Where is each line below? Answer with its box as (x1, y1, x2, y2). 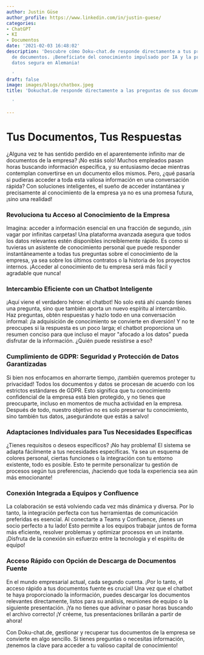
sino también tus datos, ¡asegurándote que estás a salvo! (6, 413, 149, 420)
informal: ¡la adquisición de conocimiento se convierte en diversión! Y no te (6, 318, 195, 325)
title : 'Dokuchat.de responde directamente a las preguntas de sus (6, 87, 181, 94)
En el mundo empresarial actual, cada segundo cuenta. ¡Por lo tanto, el (6, 578, 183, 585)
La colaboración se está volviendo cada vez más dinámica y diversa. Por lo (6, 502, 194, 510)
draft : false (6, 77, 39, 83)
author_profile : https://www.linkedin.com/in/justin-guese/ (6, 15, 162, 21)
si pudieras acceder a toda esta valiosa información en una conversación (6, 176, 189, 183)
